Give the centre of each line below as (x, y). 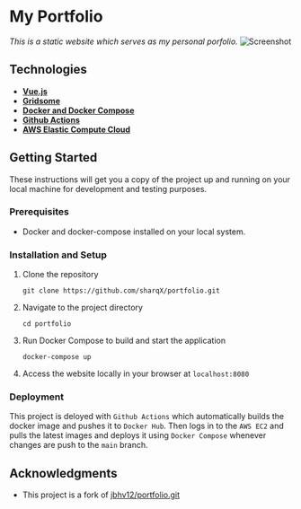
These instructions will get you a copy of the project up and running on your (150, 179)
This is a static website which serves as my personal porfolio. (124, 41)
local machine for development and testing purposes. (108, 189)
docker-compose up (57, 357)
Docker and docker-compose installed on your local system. (134, 232)
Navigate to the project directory (83, 308)
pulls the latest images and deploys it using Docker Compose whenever (138, 435)
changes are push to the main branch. (79, 445)
